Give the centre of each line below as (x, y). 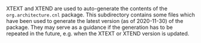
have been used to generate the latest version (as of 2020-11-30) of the (95, 21)
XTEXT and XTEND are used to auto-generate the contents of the (87, 9)
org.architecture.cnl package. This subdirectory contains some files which (100, 15)
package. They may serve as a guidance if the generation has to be (89, 27)
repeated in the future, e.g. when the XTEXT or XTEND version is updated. (98, 34)
